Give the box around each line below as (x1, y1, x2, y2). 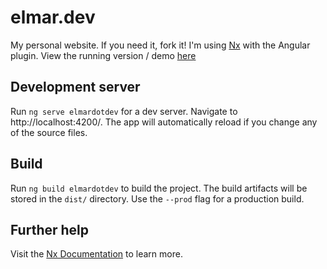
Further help (10, 221, 90, 238)
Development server (10, 79, 141, 96)
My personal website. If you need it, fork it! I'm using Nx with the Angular (10, 39, 311, 51)
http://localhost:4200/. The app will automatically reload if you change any (10, 116, 318, 128)
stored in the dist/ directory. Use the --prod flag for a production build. (10, 192, 305, 205)
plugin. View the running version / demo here (10, 49, 197, 61)
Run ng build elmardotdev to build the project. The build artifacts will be (10, 182, 308, 194)
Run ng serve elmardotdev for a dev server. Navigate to (10, 105, 238, 117)
